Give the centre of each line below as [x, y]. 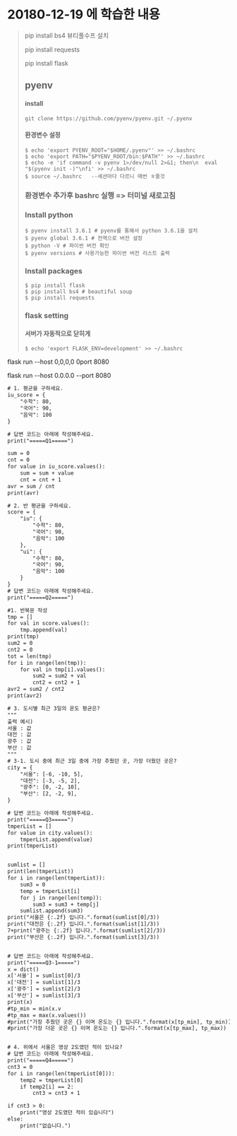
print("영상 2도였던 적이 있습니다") [67, 1113]
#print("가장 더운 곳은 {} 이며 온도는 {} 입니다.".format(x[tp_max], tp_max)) [117, 1029]
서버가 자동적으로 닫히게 [57, 333]
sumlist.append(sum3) [51, 911]
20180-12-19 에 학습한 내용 [84, 14]
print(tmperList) [33, 846]
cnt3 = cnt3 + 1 [56, 1093]
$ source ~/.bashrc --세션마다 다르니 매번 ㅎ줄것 [95, 176]
